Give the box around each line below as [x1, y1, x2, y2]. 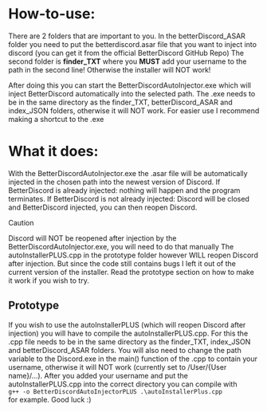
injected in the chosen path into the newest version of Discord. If [8, 177, 221, 186]
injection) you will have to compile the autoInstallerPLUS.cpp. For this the [8, 328, 249, 338]
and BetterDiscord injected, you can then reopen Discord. [8, 202, 198, 212]
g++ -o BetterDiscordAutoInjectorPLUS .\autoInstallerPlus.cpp [8, 387, 223, 395]
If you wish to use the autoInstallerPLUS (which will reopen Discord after [8, 320, 246, 329]
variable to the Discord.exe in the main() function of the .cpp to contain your [8, 354, 257, 363]
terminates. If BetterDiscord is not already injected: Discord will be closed [8, 194, 249, 203]
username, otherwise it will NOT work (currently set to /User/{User [8, 362, 227, 371]
